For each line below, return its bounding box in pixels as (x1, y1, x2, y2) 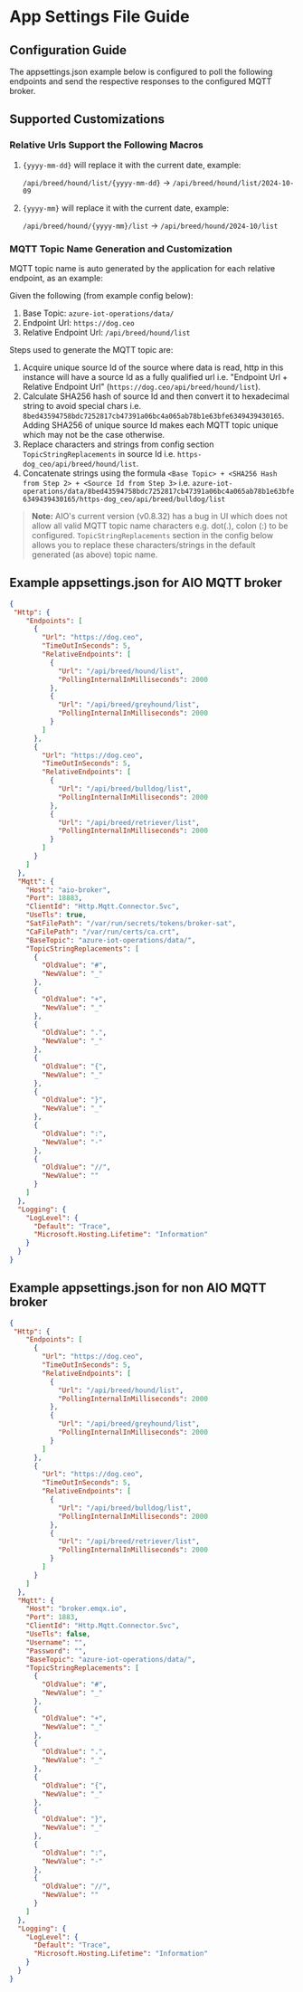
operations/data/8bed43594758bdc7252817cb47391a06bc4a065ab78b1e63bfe (22, 487, 295, 496)
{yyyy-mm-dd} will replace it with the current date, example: (22, 159, 241, 170)
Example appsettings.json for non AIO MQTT (9, 1280, 267, 1295)
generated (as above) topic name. (31, 549, 158, 560)
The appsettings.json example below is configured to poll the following (9, 66, 273, 77)
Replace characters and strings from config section (22, 439, 214, 450)
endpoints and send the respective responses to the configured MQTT (9, 76, 272, 87)
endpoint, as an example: (9, 272, 104, 283)
